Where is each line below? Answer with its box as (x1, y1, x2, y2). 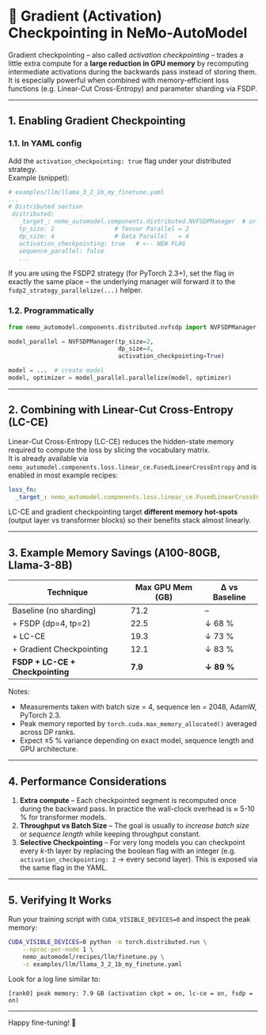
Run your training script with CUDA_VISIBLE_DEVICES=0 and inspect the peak (8, 914, 251, 923)
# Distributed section (8, 203, 83, 211)
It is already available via (8, 453, 89, 462)
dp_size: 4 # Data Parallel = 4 (18, 232, 190, 240)
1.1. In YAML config (8, 138, 82, 149)
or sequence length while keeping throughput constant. (19, 829, 201, 839)
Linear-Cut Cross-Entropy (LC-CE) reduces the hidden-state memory (8, 436, 234, 446)
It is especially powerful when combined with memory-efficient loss (8, 75, 230, 85)
